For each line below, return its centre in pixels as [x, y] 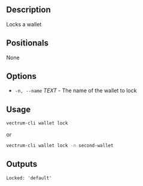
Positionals [28, 43]
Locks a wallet [24, 24]
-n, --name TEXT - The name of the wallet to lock [76, 91]
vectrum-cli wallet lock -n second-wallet [60, 146]
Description [28, 10]
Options [22, 76]
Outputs [22, 164]
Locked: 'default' [29, 178]
